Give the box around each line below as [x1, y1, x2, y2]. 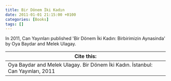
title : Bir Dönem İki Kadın [5, 7, 65, 13]
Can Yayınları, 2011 [8, 68, 55, 75]
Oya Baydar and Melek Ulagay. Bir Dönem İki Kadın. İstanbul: [8, 61, 153, 68]
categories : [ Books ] [5, 17, 49, 22]
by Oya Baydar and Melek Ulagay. [5, 41, 76, 47]
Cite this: [74, 53, 97, 60]
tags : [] [5, 21, 24, 27]
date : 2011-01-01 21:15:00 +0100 [5, 12, 76, 17]
